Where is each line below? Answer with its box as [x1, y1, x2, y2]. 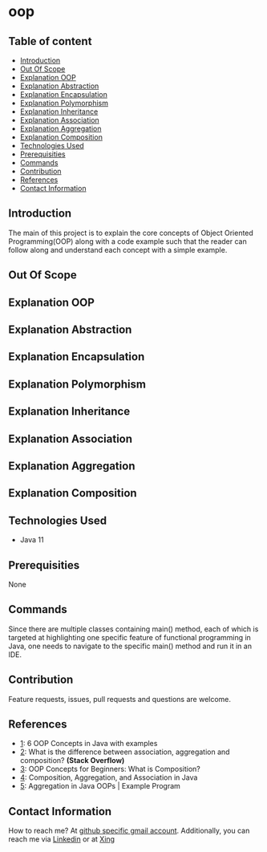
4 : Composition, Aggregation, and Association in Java [19, 773, 198, 782]
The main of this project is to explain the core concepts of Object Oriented [8, 228, 254, 237]
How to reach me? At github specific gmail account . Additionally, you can [8, 826, 250, 836]
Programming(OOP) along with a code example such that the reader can [8, 236, 247, 246]
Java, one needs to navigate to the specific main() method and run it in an [8, 641, 253, 651]
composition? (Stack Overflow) [19, 756, 125, 765]
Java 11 [19, 535, 44, 545]
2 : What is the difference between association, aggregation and [19, 747, 230, 757]
